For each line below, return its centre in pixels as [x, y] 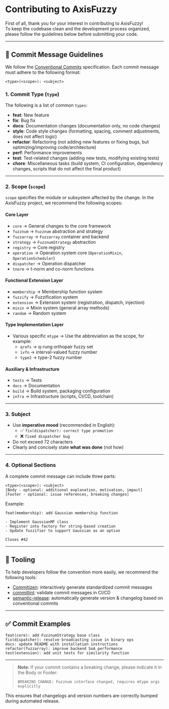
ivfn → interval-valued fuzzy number [59, 352]
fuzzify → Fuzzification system [45, 297]
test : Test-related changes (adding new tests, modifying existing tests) [86, 158]
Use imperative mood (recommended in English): [64, 425]
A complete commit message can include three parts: [61, 476]
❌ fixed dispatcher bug [45, 436]
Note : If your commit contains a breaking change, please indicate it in [90, 667]
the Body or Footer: [37, 673]
